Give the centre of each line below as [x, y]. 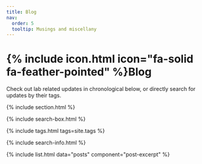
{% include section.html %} [41, 107]
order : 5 [23, 23]
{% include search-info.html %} [46, 143]
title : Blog [21, 12]
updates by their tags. [34, 96]
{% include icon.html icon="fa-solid [100, 59]
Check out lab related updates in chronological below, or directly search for [101, 89]
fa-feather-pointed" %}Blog [79, 72]
